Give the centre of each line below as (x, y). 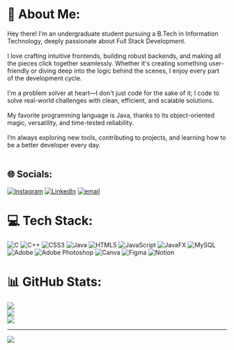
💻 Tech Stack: (50, 220)
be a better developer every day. (54, 145)
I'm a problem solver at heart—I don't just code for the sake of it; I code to (113, 93)
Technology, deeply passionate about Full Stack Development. (97, 41)
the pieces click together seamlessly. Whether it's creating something (107, 63)
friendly (18, 71)
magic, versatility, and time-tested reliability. (71, 122)
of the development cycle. (45, 78)
